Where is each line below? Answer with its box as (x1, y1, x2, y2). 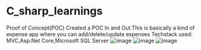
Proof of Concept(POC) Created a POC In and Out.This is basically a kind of (6, 24, 195, 31)
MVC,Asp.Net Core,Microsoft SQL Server (6, 37, 109, 44)
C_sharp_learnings (6, 4, 103, 18)
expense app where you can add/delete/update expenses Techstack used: (6, 30, 193, 37)
